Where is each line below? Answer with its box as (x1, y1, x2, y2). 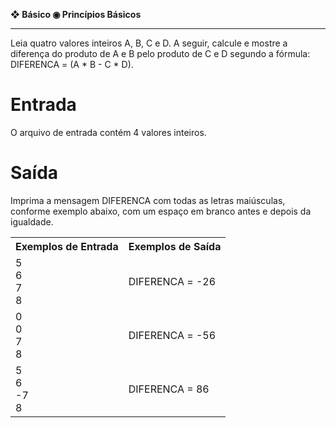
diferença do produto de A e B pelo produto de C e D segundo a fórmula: (10, 48, 311, 59)
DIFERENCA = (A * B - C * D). (10, 59, 134, 70)
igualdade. (10, 215, 54, 228)
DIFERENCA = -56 (128, 328, 217, 342)
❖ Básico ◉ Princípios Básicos (10, 9, 142, 20)
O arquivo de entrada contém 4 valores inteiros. (10, 126, 207, 138)
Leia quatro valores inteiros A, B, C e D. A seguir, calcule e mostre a (10, 37, 288, 49)
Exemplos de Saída (128, 239, 222, 253)
